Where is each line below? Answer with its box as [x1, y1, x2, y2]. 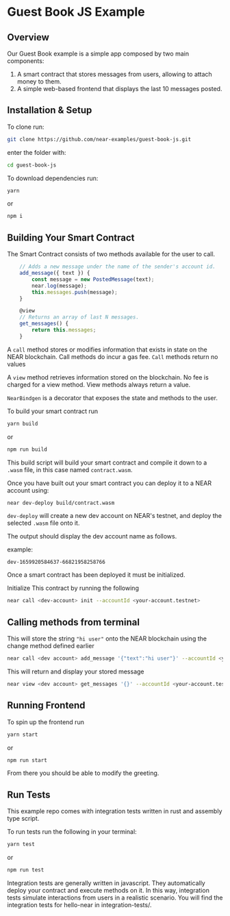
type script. [7, 815, 40, 823]
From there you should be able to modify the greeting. [7, 769, 159, 778]
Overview [7, 32, 50, 43]
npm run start [7, 756, 48, 764]
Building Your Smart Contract [7, 232, 135, 243]
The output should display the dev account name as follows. [7, 532, 177, 541]
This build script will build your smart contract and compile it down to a [7, 458, 207, 467]
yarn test [7, 841, 36, 848]
